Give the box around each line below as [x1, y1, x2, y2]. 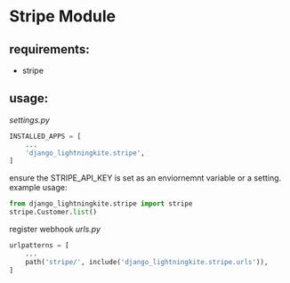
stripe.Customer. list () [9, 207, 98, 217]
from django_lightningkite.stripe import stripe [9, 199, 193, 208]
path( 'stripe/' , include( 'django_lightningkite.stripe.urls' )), [25, 257, 269, 266]
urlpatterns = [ [9, 241, 69, 250]
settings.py [9, 114, 51, 125]
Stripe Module [9, 6, 117, 27]
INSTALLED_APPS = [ [9, 132, 82, 141]
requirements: [9, 42, 91, 57]
